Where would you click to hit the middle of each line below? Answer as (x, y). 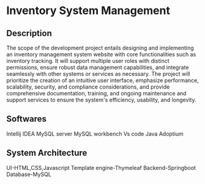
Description (29, 33)
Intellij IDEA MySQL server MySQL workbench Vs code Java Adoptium (95, 134)
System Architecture (47, 153)
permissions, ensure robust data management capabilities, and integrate (98, 67)
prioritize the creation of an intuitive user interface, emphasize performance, (102, 80)
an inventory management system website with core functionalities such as (101, 54)
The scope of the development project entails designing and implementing (100, 48)
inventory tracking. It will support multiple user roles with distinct (88, 61)
